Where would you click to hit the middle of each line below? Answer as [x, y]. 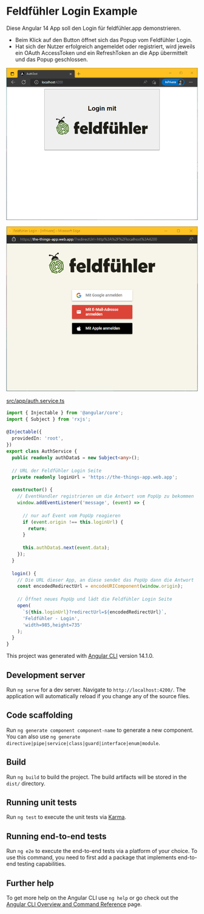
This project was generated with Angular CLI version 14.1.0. [80, 656]
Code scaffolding [39, 716]
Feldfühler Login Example [72, 11]
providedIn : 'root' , [38, 438]
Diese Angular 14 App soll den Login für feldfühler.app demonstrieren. [94, 28]
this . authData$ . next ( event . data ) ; [66, 548]
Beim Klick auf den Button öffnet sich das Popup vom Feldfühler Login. [104, 40]
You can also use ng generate [43, 737]
